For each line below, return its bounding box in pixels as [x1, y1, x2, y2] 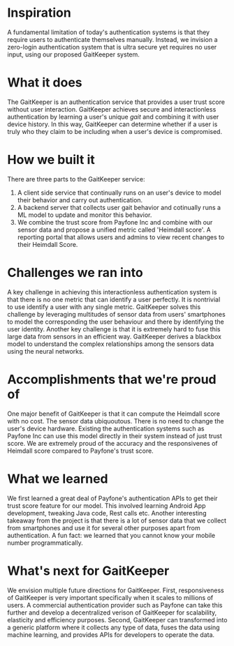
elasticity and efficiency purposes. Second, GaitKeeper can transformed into [7, 615, 228, 624]
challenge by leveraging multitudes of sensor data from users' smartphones [7, 310, 226, 318]
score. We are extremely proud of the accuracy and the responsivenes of [7, 439, 218, 447]
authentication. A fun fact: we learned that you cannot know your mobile [7, 531, 215, 539]
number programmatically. [7, 539, 83, 547]
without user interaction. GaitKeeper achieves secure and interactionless [7, 105, 217, 113]
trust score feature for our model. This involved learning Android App [7, 501, 206, 510]
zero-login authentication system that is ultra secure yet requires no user [7, 43, 217, 51]
